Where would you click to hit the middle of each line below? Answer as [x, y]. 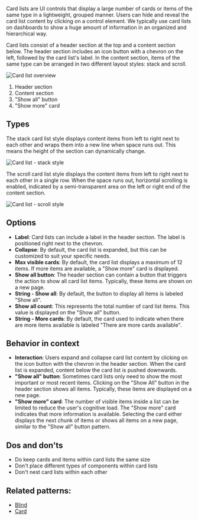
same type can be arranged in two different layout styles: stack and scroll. [97, 64]
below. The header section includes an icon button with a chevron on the [95, 51]
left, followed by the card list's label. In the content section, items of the [93, 58]
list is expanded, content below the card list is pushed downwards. [96, 370]
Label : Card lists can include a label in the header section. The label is [100, 237]
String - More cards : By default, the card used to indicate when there [99, 318]
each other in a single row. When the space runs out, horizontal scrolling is [97, 180]
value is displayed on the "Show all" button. [68, 312]
